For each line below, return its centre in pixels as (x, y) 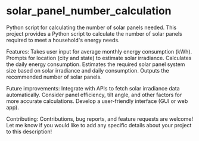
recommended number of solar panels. (54, 77)
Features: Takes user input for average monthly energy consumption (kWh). (99, 51)
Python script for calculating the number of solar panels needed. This (91, 27)
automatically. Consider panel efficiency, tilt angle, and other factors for (94, 95)
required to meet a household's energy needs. (63, 40)
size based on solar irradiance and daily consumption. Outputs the (88, 70)
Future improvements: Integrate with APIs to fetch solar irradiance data (93, 88)
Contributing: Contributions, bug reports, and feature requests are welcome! (100, 119)
